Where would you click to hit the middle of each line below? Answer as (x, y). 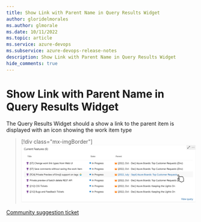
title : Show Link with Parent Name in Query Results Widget (83, 13)
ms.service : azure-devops (39, 45)
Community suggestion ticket (43, 212)
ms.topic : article (29, 38)
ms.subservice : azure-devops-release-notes (62, 51)
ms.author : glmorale (32, 25)
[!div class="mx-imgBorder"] (57, 141)
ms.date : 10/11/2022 (32, 32)
